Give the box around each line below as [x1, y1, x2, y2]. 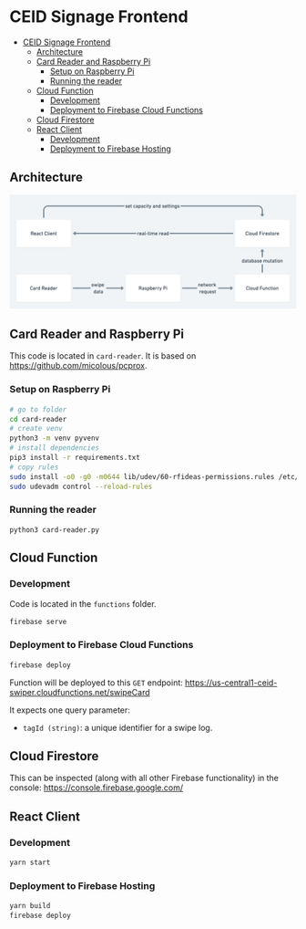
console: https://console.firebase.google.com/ [9, 782, 184, 793]
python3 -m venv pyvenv [9, 433, 100, 444]
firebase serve [9, 617, 67, 626]
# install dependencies [9, 444, 100, 453]
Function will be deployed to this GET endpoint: [9, 677, 184, 688]
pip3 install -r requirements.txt [9, 454, 141, 463]
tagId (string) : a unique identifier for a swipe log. [22, 722, 213, 733]
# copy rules [9, 463, 59, 472]
